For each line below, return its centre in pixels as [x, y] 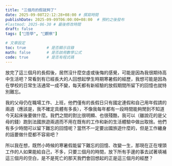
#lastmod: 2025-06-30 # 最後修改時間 [43, 24]
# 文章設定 [15, 43]
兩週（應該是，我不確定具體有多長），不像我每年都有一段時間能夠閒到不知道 [85, 109]
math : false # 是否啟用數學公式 [44, 52]
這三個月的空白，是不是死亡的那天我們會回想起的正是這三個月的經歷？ [79, 158]
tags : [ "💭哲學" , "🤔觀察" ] [31, 34]
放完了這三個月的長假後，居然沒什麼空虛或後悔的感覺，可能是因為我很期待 [84, 73]
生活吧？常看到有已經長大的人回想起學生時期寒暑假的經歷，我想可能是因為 [88, 79]
